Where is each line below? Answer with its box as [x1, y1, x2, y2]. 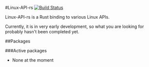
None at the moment [12, 57, 54, 63]
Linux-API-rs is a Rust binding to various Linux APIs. [5, 14, 110, 20]
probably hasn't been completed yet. [5, 29, 80, 34]
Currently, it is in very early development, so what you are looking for [5, 23, 144, 29]
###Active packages [5, 48, 47, 53]
